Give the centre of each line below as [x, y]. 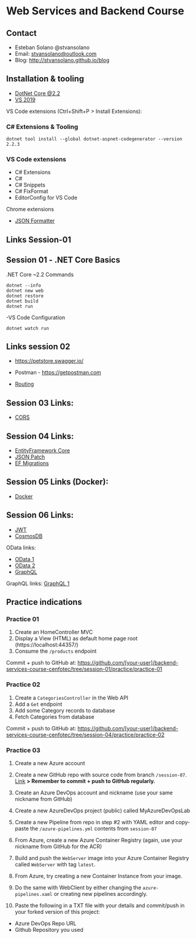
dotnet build [22, 301]
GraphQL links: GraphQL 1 [38, 583]
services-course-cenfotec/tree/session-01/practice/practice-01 [84, 669]
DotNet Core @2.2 [38, 93]
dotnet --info [24, 285]
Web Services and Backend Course [95, 11]
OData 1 [24, 559]
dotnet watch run [28, 328]
